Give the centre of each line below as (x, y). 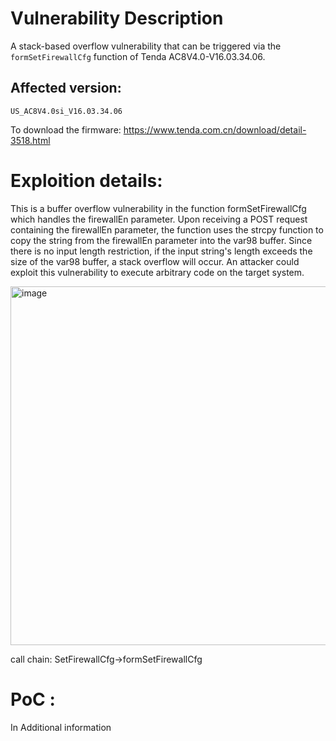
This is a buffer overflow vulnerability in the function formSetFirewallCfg (158, 208)
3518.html (30, 140)
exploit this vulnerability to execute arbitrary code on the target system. (157, 272)
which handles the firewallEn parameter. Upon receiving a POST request (159, 219)
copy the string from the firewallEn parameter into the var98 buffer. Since (161, 240)
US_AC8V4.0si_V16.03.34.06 (66, 111)
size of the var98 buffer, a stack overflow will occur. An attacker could (155, 261)
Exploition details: (86, 180)
